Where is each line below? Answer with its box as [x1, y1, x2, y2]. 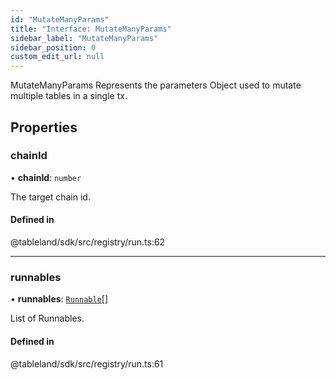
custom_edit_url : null [10, 52, 105, 62]
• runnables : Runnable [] [10, 293, 109, 305]
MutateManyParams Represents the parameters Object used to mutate [10, 79, 302, 91]
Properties [10, 119, 78, 136]
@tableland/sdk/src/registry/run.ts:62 [10, 236, 166, 248]
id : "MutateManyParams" [10, 14, 110, 25]
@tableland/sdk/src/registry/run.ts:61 [10, 357, 164, 370]
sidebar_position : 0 [10, 42, 97, 53]
